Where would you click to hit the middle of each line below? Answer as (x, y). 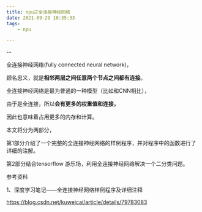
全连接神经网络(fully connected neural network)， (69, 65)
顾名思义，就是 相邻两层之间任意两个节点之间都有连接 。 (76, 78)
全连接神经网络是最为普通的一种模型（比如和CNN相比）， (78, 91)
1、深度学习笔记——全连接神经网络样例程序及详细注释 (74, 190)
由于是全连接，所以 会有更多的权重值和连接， (63, 104)
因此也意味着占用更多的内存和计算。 (52, 117)
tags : (13, 23)
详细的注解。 (22, 151)
